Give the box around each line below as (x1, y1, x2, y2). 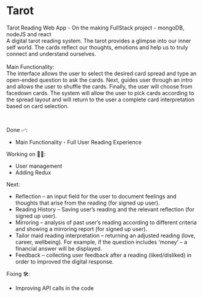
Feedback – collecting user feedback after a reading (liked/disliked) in (15, 251, 192, 259)
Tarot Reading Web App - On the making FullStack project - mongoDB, (6, 24, 185, 31)
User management (15, 162, 63, 170)
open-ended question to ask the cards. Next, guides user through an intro (6, 76, 193, 84)
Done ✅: (6, 126, 28, 133)
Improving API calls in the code (15, 284, 94, 292)
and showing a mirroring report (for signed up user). (15, 225, 147, 232)
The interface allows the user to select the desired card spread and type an (6, 69, 197, 77)
